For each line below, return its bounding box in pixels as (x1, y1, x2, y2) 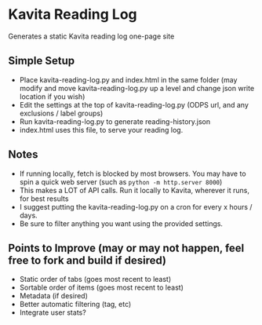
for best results (19, 194, 69, 203)
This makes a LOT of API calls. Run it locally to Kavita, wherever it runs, (19, 185, 249, 195)
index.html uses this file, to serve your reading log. (19, 125, 184, 134)
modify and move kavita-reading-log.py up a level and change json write (19, 83, 255, 93)
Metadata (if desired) (19, 291, 89, 301)
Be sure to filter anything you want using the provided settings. (19, 218, 224, 228)
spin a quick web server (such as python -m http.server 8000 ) (19, 177, 223, 186)
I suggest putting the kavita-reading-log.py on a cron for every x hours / (19, 202, 253, 211)
